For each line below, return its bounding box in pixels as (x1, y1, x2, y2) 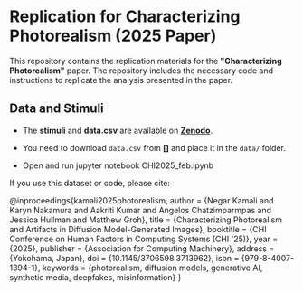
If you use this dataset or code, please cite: (9, 177, 170, 188)
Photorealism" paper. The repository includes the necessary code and (9, 65, 274, 76)
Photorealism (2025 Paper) (9, 25, 217, 46)
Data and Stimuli (9, 101, 104, 117)
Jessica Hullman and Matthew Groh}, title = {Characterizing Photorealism (9, 214, 283, 225)
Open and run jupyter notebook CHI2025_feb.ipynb (22, 160, 214, 171)
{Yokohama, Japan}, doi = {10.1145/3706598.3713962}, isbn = (9, 252, 240, 263)
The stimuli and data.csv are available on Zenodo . (22, 125, 213, 136)
